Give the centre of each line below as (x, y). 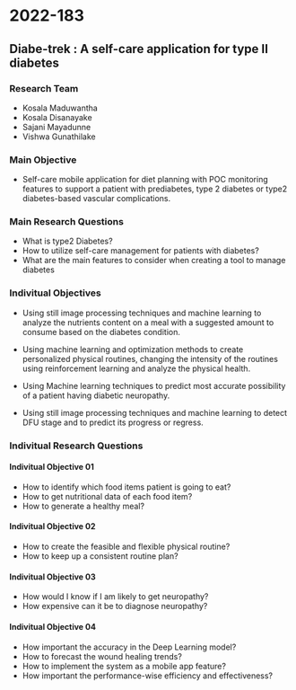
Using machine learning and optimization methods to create (133, 349)
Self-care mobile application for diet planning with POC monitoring (145, 180)
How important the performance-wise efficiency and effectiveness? (148, 676)
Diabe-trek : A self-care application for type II (139, 49)
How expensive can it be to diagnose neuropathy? (115, 606)
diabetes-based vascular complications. (96, 199)
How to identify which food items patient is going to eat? (126, 487)
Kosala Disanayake (57, 117)
